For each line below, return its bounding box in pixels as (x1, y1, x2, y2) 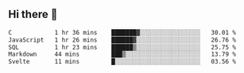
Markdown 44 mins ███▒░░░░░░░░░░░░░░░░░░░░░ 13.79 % (8, 50, 237, 59)
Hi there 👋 (8, 8, 58, 21)
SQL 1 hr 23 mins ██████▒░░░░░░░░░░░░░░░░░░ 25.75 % (8, 43, 237, 51)
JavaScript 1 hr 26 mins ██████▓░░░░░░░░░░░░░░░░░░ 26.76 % (8, 36, 237, 44)
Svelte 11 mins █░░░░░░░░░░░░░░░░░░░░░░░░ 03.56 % (8, 58, 237, 66)
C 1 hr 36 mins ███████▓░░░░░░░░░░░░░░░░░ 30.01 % (8, 28, 237, 36)
